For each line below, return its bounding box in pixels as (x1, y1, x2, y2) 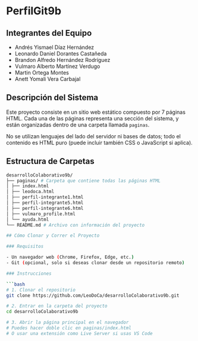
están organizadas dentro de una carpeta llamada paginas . (6, 121, 150, 128)
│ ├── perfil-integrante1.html (6, 194, 84, 200)
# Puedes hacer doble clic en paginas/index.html (6, 325, 132, 331)
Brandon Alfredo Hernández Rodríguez (14, 57, 111, 63)
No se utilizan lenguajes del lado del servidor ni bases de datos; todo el (6, 132, 181, 139)
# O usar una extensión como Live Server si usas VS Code (6, 330, 153, 336)
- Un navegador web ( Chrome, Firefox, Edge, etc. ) (6, 255, 134, 261)
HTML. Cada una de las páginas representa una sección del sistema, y (6, 114, 179, 122)
